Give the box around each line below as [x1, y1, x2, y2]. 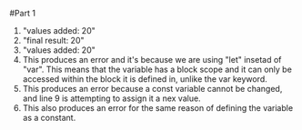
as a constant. [22, 113, 76, 123]
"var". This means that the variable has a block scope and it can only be [22, 64, 293, 75]
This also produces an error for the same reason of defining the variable [22, 103, 294, 113]
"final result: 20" [22, 35, 85, 45]
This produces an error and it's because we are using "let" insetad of [22, 55, 282, 65]
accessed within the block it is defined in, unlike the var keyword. [22, 74, 268, 85]
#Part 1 [9, 8, 36, 18]
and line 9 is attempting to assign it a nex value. [22, 93, 202, 104]
